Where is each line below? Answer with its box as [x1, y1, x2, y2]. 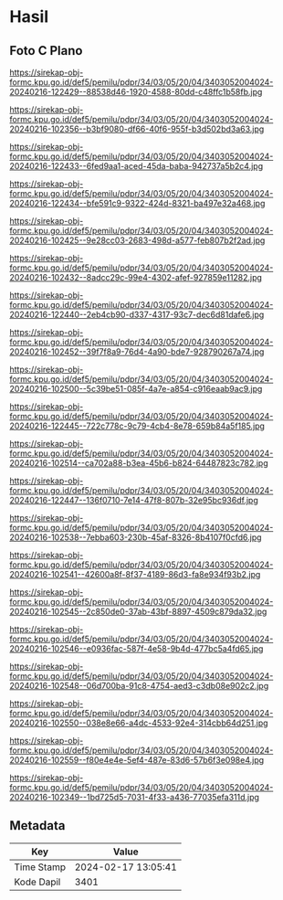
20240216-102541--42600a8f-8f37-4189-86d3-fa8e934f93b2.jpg [9, 569, 261, 579]
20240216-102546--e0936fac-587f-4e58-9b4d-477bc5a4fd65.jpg [9, 643, 264, 654]
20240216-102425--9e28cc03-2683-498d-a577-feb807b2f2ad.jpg [9, 235, 266, 246]
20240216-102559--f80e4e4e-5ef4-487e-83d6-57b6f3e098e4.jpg [9, 755, 265, 765]
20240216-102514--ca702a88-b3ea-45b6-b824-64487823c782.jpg [9, 458, 269, 468]
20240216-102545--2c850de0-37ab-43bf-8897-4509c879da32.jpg [9, 606, 267, 617]
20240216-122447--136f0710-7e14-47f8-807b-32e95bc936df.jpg [9, 495, 258, 505]
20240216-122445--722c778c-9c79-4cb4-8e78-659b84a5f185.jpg [9, 420, 265, 431]
